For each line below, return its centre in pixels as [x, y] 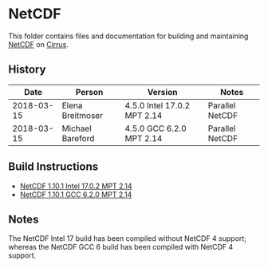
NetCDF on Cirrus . [39, 44]
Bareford [78, 138]
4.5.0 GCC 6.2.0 [156, 128]
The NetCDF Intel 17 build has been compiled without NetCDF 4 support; [128, 238]
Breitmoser [83, 115]
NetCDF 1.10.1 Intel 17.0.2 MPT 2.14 [76, 186]
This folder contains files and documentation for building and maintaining [128, 36]
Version [162, 92]
